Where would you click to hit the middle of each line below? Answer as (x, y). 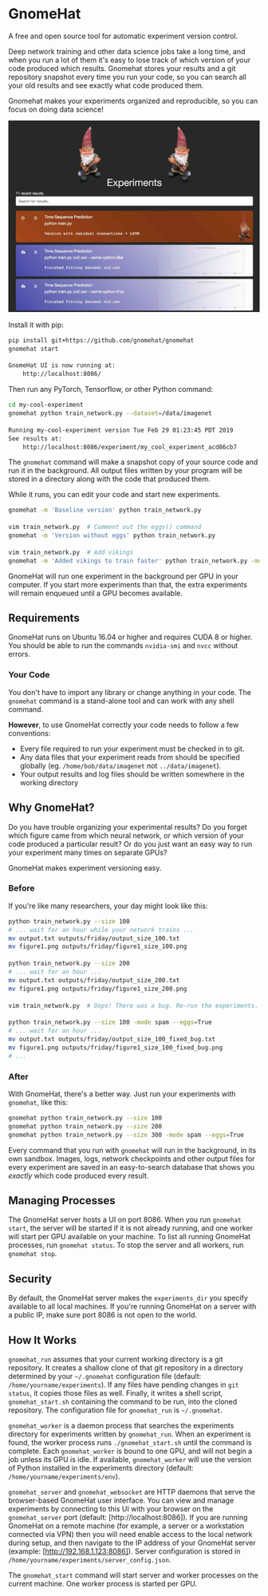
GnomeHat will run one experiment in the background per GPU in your (124, 576)
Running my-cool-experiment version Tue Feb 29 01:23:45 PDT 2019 (121, 430)
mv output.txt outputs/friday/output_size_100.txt (94, 938)
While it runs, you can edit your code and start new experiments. (114, 495)
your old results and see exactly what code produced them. (106, 85)
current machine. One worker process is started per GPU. (103, 1584)
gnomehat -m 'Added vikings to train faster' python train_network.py (128, 561)
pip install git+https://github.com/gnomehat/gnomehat (101, 340)
